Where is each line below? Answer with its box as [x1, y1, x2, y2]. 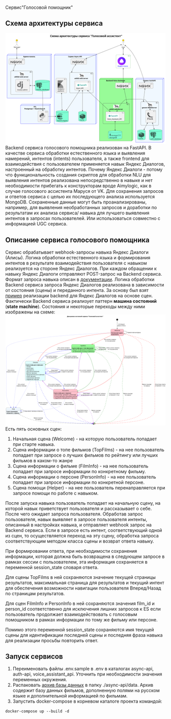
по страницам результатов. [5, 590, 65, 596]
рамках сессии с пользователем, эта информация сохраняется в [5, 558, 148, 565]
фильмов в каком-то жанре [12, 457, 73, 463]
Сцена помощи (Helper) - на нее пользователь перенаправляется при [12, 484, 165, 490]
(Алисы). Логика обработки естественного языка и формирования [5, 255, 151, 261]
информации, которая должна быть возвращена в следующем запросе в [5, 553, 165, 559]
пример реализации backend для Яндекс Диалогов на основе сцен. [5, 293, 153, 299]
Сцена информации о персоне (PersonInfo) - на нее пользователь [12, 474, 156, 480]
